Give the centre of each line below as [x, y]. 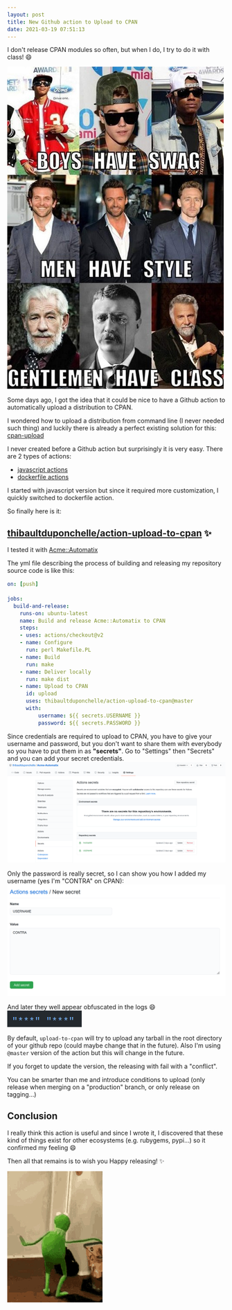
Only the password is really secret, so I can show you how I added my [107, 874]
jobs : [15, 599]
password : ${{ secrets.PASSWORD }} [89, 723]
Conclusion [33, 1116]
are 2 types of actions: [39, 457]
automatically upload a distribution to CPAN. [70, 407]
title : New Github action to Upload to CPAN [72, 22]
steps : [29, 628]
